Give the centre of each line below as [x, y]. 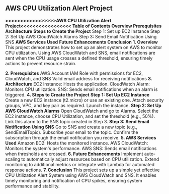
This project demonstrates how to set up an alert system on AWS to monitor [84, 47]
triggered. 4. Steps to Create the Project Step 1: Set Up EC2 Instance [77, 94]
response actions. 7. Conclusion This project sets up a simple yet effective [82, 170]
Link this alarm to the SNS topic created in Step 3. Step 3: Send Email [77, 121]
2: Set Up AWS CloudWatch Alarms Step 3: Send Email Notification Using [81, 36]
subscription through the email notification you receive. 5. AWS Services [81, 137]
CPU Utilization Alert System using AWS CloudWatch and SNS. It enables [81, 175]
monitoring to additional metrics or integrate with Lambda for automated [80, 164]
